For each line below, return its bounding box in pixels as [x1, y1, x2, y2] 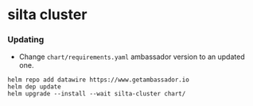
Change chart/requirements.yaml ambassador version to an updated [18, 52, 245, 61]
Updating [7, 34, 45, 45]
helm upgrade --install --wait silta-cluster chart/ [7, 90, 186, 98]
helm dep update [7, 83, 61, 91]
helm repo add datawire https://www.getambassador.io [7, 76, 190, 84]
